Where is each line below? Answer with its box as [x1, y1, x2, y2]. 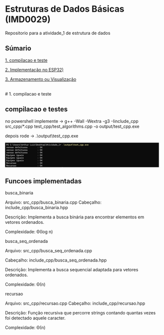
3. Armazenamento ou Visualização [5, 76, 77, 82]
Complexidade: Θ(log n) [5, 229, 53, 235]
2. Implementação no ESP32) [5, 67, 64, 72]
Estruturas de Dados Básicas [5, 3, 124, 15]
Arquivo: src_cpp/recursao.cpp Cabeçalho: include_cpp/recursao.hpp [5, 300, 145, 307]
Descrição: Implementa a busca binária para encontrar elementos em [5, 214, 144, 220]
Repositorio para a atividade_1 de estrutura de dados [5, 30, 111, 36]
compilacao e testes [5, 105, 68, 114]
